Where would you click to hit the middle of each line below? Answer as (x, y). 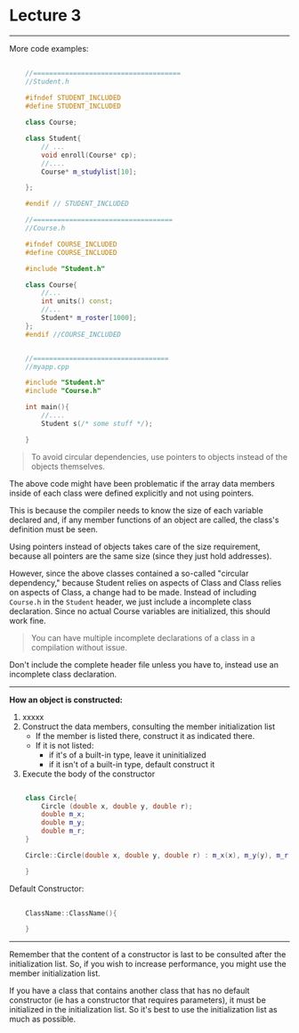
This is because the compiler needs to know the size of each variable (137, 510)
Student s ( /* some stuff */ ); (97, 423)
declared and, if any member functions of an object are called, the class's (144, 520)
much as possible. (43, 1019)
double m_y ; (64, 823)
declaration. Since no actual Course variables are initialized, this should (140, 611)
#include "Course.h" (63, 391)
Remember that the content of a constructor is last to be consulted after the (148, 955)
